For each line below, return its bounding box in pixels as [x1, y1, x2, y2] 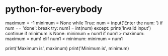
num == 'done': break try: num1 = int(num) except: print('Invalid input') [5, 25, 151, 31]
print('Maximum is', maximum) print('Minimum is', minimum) [5, 45, 129, 51]
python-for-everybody [5, 3, 103, 15]
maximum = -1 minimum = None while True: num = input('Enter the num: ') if [5, 20, 163, 26]
